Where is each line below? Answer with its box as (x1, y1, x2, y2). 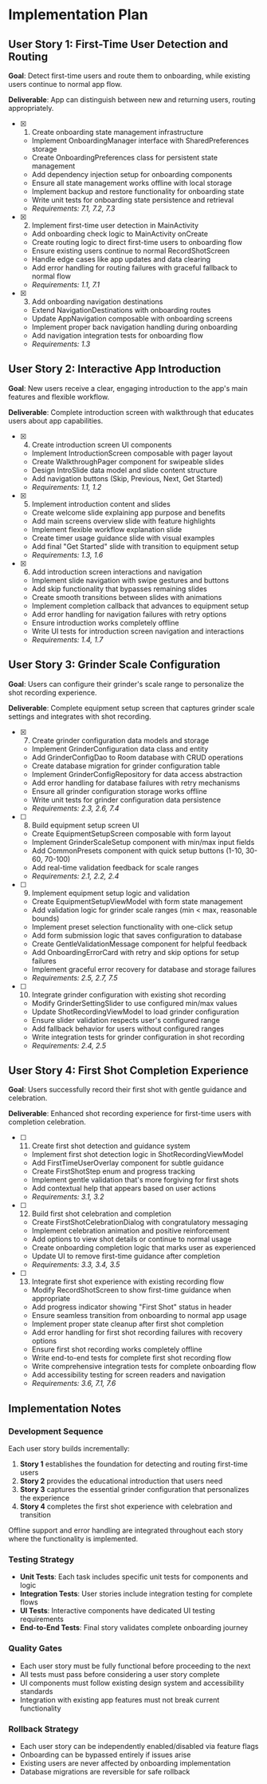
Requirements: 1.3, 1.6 (31, 550, 104, 559)
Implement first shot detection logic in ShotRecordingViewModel (31, 1150, 244, 1159)
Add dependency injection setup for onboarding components (31, 170, 233, 179)
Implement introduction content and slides (31, 499, 171, 508)
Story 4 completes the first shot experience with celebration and (19, 1502, 233, 1511)
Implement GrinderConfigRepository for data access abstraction (31, 769, 243, 779)
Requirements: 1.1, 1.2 (31, 482, 102, 491)
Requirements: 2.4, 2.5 (31, 1040, 107, 1050)
